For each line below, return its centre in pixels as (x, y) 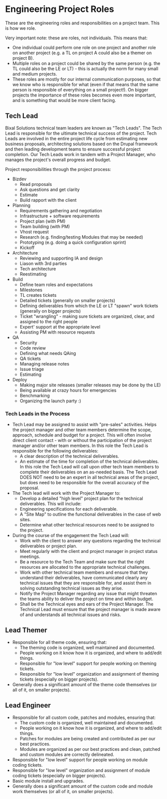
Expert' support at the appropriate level (60, 327)
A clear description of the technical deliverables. (69, 456)
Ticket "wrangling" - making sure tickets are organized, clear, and (87, 316)
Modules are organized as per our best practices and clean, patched (90, 749)
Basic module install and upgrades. (48, 781)
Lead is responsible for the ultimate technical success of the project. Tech (81, 133)
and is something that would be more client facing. (64, 100)
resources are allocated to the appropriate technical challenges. (85, 567)
